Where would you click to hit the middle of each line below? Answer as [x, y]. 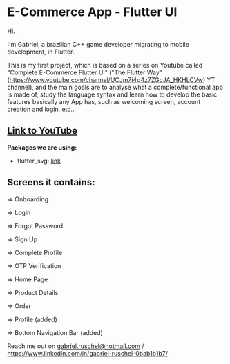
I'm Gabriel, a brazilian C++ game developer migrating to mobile [98, 44]
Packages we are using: [42, 147]
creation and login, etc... [42, 109]
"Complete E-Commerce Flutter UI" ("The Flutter [76, 72]
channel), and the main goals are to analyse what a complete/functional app [115, 87]
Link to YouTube [42, 131]
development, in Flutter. [41, 52]
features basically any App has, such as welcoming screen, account [104, 101]
